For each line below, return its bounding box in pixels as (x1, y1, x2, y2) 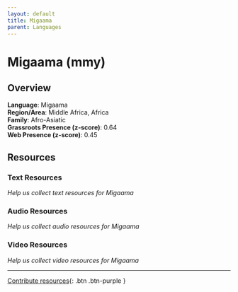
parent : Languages (7, 23, 62, 30)
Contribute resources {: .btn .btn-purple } (7, 276, 126, 285)
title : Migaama (7, 17, 52, 24)
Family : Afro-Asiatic (7, 116, 66, 124)
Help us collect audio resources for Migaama (7, 222, 140, 230)
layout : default (7, 10, 55, 18)
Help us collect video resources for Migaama (7, 256, 140, 264)
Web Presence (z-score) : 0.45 (7, 131, 98, 139)
